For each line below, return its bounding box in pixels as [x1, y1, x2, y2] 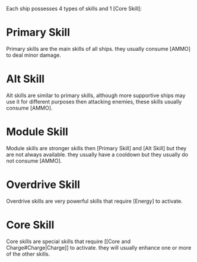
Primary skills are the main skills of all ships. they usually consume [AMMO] [6, 45, 191, 52]
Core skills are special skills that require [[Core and [6, 238, 131, 245]
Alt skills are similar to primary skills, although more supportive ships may [6, 92, 186, 99]
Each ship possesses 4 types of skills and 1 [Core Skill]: [6, 5, 142, 12]
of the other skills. [6, 250, 50, 257]
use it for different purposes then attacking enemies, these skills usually [6, 98, 182, 105]
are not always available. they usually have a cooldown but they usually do [6, 151, 189, 158]
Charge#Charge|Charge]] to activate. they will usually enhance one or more [6, 244, 192, 251]
